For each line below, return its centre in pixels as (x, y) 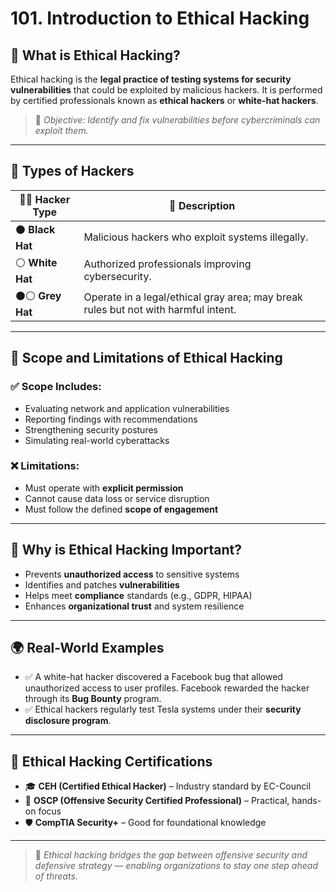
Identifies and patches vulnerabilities (102, 584)
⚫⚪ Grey (38, 295)
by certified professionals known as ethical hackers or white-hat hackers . (164, 100)
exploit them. (61, 130)
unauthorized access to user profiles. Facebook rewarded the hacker (167, 688)
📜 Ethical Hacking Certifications (111, 761)
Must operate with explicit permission (104, 488)
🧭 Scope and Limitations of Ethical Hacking (146, 358)
